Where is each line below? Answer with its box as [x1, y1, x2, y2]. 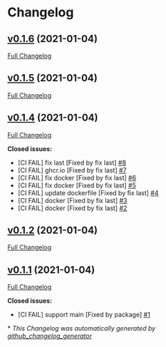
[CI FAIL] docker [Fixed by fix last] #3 [17, 196, 128, 204]
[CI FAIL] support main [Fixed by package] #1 [17, 311, 151, 319]
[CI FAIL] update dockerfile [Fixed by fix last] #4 [17, 188, 159, 197]
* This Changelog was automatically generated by [7, 324, 156, 333]
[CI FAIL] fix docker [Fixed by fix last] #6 [17, 173, 137, 182]
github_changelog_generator [7, 332, 93, 341]
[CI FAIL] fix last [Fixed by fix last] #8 [17, 158, 127, 167]
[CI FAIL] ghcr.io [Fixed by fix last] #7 [17, 165, 127, 175]
